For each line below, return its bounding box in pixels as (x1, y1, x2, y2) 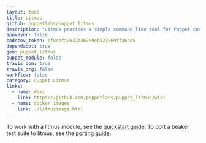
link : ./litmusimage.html (17, 106, 84, 112)
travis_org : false (6, 66, 53, 72)
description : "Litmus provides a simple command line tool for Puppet (6, 26, 191, 33)
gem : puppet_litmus (6, 49, 56, 55)
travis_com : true (6, 60, 51, 66)
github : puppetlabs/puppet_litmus (6, 20, 95, 26)
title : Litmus (6, 15, 43, 21)
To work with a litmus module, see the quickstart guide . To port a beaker (6, 123, 189, 130)
